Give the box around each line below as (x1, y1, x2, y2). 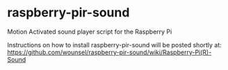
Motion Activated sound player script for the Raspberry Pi (7, 27, 172, 36)
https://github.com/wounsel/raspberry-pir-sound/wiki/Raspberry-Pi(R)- (7, 48, 212, 56)
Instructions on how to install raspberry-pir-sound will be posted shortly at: (7, 40, 222, 49)
